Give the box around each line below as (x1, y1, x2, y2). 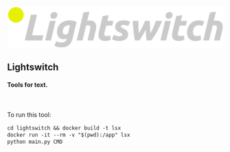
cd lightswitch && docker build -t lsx (7, 125, 122, 131)
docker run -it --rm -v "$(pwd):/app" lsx (7, 131, 130, 138)
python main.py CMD (7, 138, 63, 145)
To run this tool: (7, 110, 51, 118)
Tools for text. (7, 80, 48, 88)
